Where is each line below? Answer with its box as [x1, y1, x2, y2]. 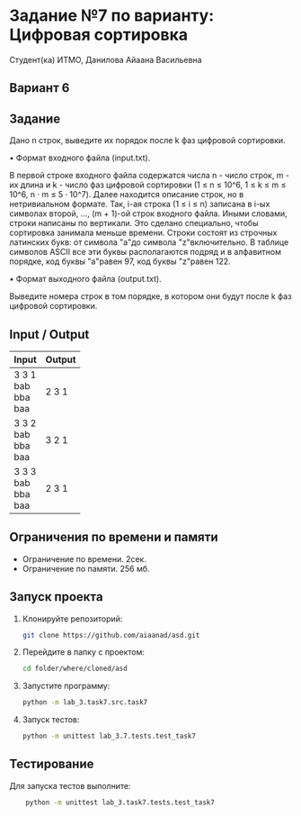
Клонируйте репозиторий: [22, 613, 123, 624]
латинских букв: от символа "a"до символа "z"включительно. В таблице [9, 237, 289, 248]
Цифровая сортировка [9, 24, 189, 45]
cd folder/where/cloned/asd [22, 664, 128, 674]
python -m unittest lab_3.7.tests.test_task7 [22, 731, 196, 741]
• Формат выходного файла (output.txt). [9, 274, 162, 285]
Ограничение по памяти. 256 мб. [22, 563, 150, 574]
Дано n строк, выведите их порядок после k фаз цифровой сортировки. [9, 135, 286, 146]
